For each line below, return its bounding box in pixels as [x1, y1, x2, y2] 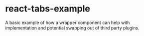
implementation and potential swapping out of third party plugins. [5, 24, 140, 30]
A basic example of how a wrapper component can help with [5, 19, 130, 25]
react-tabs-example [5, 3, 91, 14]
